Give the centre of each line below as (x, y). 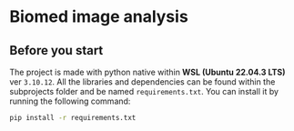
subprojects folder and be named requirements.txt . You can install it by (144, 91)
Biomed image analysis (99, 17)
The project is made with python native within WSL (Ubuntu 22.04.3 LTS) (147, 72)
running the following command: (70, 101)
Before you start (56, 50)
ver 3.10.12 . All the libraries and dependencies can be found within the (142, 82)
